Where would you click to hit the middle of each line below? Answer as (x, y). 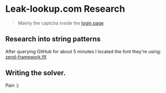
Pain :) (12, 85)
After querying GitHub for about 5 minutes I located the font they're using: (83, 51)
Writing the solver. (35, 73)
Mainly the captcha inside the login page (61, 23)
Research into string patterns (53, 39)
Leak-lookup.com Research (65, 9)
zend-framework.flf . (26, 57)
